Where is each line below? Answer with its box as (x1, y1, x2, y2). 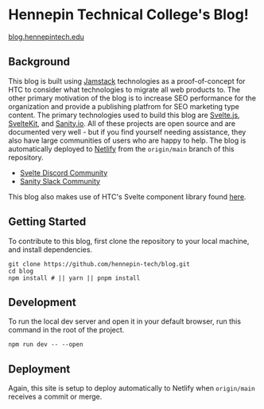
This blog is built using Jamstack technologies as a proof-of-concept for (8, 76, 246, 85)
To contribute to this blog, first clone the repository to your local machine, (8, 236, 250, 246)
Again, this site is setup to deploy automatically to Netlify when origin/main (8, 383, 256, 393)
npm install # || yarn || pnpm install (8, 273, 141, 282)
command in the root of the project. (8, 325, 125, 335)
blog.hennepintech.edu (8, 32, 85, 41)
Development (8, 295, 77, 309)
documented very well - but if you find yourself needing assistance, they (8, 127, 247, 136)
